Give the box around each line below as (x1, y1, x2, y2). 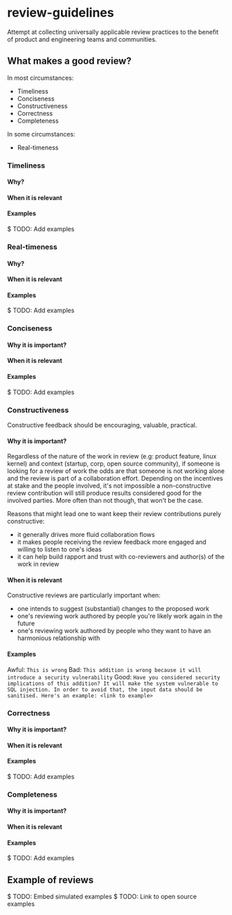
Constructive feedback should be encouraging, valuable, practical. (7, 420, 197, 429)
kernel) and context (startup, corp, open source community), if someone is (7, 459, 220, 468)
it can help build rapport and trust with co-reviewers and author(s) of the (17, 553, 225, 561)
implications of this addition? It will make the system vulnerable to (7, 680, 218, 687)
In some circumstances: (7, 130, 75, 138)
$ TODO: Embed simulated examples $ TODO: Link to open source (7, 892, 197, 901)
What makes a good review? (7, 55, 132, 67)
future (17, 619, 35, 628)
